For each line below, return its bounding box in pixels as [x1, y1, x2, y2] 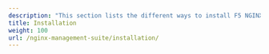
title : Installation [8, 19, 78, 27]
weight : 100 [8, 26, 48, 34]
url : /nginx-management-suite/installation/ [8, 33, 159, 42]
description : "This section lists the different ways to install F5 [8, 11, 242, 20]
